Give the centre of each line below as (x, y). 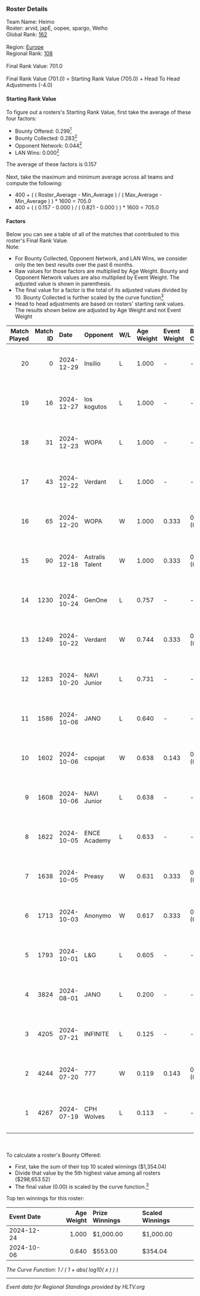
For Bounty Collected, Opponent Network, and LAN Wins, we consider (101, 258)
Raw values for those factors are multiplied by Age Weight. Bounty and (101, 271)
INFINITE (97, 1033)
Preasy (94, 876)
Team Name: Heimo (30, 22)
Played (19, 338)
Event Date (25, 1216)
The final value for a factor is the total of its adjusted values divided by (101, 290)
